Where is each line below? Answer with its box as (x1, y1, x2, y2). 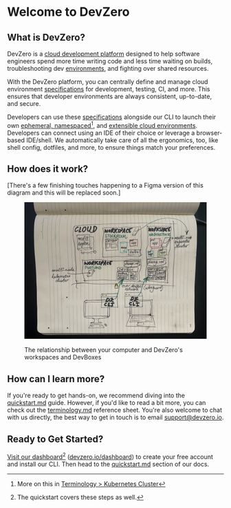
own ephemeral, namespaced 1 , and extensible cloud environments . (7, 120, 198, 129)
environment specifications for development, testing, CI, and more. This (7, 85, 210, 93)
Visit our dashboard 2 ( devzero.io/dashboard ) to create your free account (7, 452, 213, 461)
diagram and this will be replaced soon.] (7, 188, 121, 197)
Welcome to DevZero (7, 4, 130, 20)
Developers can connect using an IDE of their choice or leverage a (7, 129, 195, 137)
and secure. (7, 100, 41, 107)
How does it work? (7, 163, 89, 175)
